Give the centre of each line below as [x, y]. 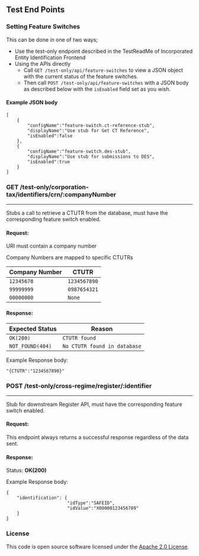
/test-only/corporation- [54, 187]
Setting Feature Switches [43, 27]
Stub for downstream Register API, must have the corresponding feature [94, 404]
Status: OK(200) [26, 471]
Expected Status [33, 329]
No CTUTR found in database [102, 346]
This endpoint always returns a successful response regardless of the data [97, 437]
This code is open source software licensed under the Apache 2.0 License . [98, 547]
